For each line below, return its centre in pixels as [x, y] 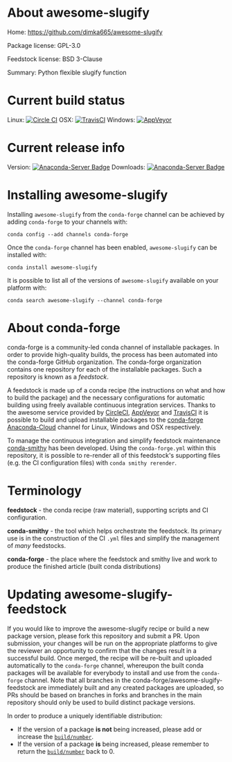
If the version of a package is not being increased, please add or [109, 729]
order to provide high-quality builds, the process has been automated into [113, 354]
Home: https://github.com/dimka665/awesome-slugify [85, 32]
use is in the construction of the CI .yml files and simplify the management [113, 538]
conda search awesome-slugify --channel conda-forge [85, 300]
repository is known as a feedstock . [58, 376]
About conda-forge [64, 328]
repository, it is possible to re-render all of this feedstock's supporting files [114, 455]
